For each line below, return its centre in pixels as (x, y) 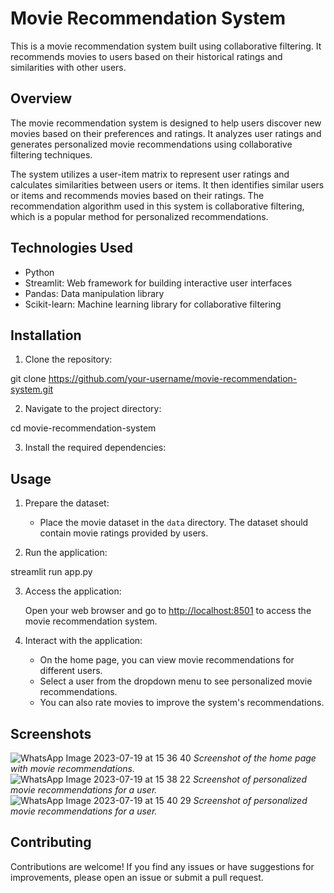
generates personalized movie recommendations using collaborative (151, 144)
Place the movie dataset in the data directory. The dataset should (174, 523)
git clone (28, 379)
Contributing (51, 842)
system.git (32, 389)
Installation (46, 335)
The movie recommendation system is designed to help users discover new (166, 123)
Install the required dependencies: (95, 448)
